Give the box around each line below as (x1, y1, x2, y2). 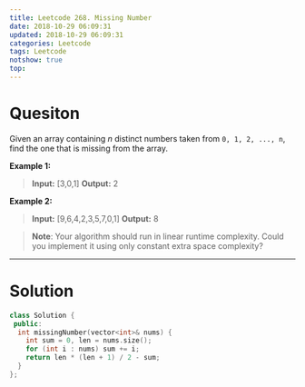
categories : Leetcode (9, 38, 92, 48)
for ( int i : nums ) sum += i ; (25, 344, 141, 354)
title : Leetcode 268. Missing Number (9, 13, 152, 23)
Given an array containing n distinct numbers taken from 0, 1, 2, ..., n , (9, 133, 286, 144)
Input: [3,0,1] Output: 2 (31, 178, 119, 189)
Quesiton (9, 104, 80, 124)
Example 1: (9, 160, 52, 171)
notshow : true (9, 55, 64, 64)
